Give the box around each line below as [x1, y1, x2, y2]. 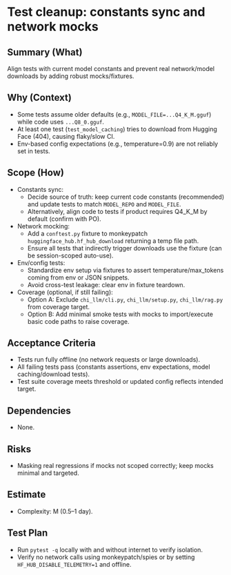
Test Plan [7, 527, 48, 539]
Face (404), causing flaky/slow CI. [17, 132, 115, 140]
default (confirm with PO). [27, 215, 101, 223]
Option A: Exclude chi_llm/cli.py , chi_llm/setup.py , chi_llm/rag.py [27, 295, 223, 304]
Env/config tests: [17, 258, 66, 266]
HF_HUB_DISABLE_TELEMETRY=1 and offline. [17, 560, 132, 568]
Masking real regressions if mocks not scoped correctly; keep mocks [17, 462, 214, 470]
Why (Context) [7, 92, 72, 104]
